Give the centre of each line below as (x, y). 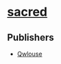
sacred (27, 12)
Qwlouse (29, 54)
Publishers (30, 38)
